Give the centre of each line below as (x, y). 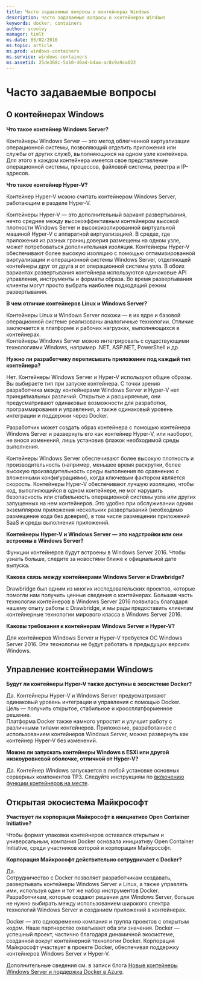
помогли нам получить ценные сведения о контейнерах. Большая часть (99, 595)
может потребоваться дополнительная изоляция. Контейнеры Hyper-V (98, 247)
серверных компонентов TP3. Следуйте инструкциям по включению (95, 777)
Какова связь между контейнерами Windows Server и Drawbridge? (96, 577)
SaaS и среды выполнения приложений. (58, 522)
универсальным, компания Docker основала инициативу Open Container (100, 841)
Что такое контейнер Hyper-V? (47, 184)
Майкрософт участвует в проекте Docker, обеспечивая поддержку (93, 947)
